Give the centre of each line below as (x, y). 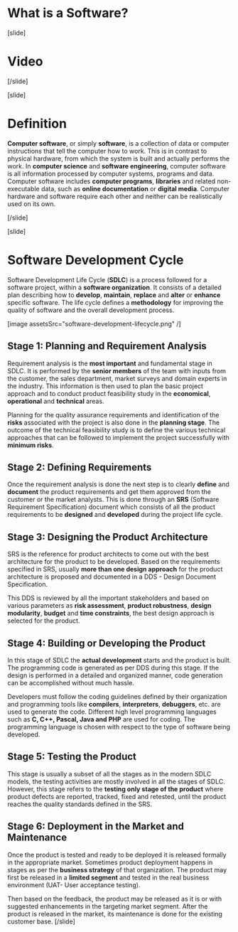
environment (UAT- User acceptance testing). (74, 885)
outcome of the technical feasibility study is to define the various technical (117, 430)
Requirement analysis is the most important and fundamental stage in (110, 363)
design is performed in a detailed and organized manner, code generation (115, 675)
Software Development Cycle (96, 260)
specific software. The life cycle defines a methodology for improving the (115, 302)
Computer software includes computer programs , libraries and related (112, 181)
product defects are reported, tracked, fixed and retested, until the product (117, 796)
